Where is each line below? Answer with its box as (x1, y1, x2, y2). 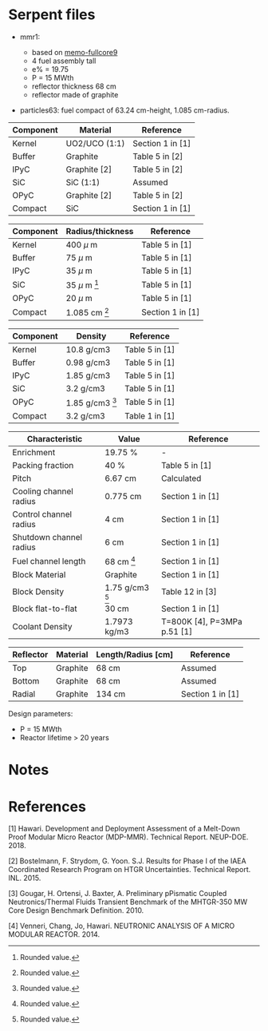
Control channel (12, 509, 73, 520)
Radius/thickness (65, 225, 134, 236)
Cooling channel (12, 486, 73, 497)
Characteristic (26, 433, 83, 444)
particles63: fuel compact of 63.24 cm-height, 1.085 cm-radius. (19, 105, 230, 115)
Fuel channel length (12, 555, 86, 566)
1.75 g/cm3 (104, 582, 150, 593)
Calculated (160, 473, 202, 484)
